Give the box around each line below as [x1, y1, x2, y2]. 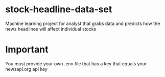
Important [5, 44, 49, 56]
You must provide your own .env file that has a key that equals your [5, 60, 147, 67]
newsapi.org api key [5, 66, 48, 72]
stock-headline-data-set [5, 4, 112, 15]
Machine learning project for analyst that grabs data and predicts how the [5, 20, 160, 27]
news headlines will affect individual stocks [5, 25, 97, 32]
